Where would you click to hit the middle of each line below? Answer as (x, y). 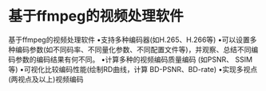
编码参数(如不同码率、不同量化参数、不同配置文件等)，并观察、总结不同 (133, 49)
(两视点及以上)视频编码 (46, 79)
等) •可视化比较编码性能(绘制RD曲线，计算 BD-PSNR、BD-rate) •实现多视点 (133, 69)
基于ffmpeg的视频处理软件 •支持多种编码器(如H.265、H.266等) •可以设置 (129, 40)
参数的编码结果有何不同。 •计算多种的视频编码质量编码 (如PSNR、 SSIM (134, 59)
